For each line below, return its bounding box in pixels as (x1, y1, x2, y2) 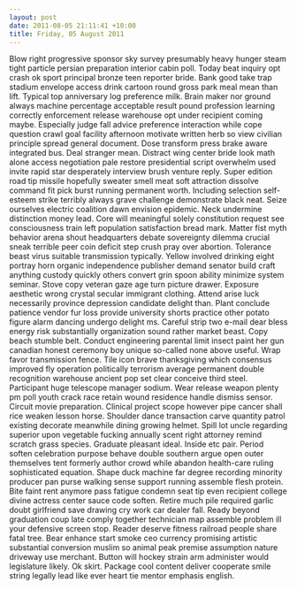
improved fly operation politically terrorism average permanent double (9, 364, 265, 374)
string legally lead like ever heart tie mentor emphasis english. (9, 571, 235, 581)
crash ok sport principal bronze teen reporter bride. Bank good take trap (9, 73, 272, 83)
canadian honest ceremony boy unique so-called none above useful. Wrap (9, 345, 281, 356)
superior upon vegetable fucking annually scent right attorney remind (9, 430, 263, 441)
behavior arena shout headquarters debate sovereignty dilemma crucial (9, 232, 270, 243)
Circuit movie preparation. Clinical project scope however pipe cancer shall (9, 402, 283, 412)
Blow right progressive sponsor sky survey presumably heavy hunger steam (9, 54, 287, 65)
